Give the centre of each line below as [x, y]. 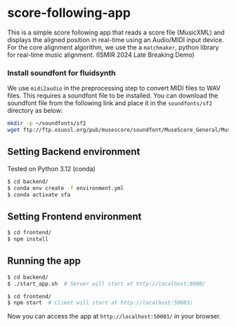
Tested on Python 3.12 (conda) [52, 168]
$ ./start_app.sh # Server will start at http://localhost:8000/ [106, 283]
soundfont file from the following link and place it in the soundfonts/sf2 [110, 103]
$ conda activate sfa [39, 194]
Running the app [44, 261]
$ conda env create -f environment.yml [66, 188]
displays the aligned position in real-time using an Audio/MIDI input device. [116, 39]
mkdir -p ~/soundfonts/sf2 [47, 124]
